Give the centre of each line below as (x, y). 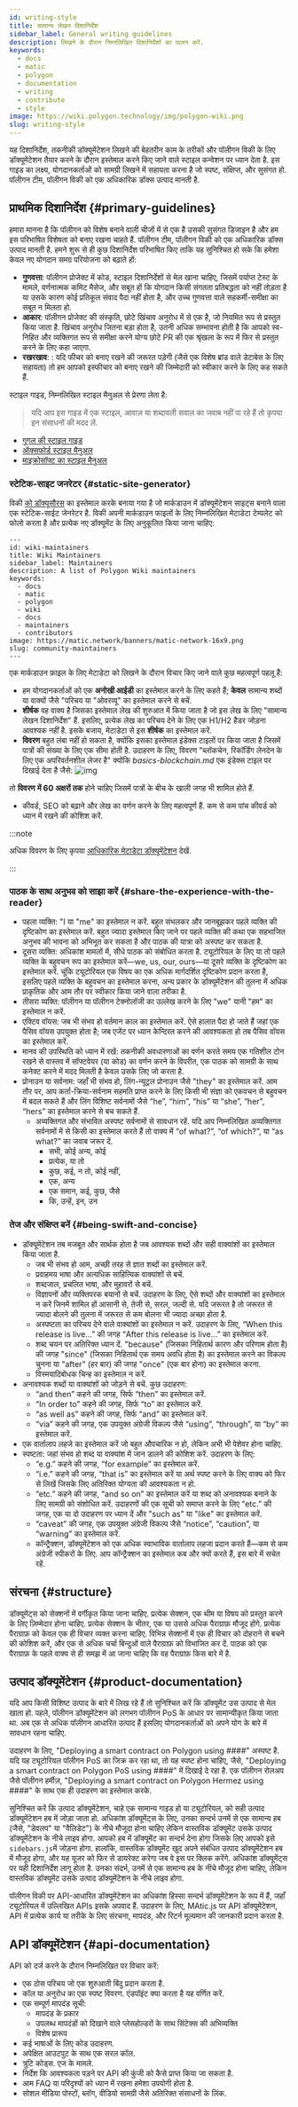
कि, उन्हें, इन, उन (73, 1201)
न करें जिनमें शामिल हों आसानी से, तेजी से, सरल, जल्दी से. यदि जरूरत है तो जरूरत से (154, 1304)
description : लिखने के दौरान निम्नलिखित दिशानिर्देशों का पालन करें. (107, 42)
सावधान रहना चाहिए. (38, 1733)
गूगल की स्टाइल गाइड (52, 440)
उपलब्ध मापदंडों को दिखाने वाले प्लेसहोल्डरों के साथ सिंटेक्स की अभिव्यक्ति (136, 2024)
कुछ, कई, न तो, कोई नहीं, (85, 1171)
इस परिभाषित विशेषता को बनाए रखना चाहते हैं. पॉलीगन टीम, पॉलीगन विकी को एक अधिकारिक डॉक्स (146, 240)
